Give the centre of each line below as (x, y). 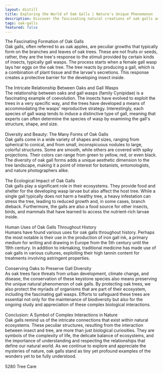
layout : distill (21, 9)
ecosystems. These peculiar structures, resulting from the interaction (74, 325)
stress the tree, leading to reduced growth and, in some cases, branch (75, 202)
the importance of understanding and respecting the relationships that (75, 341)
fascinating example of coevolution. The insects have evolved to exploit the (80, 98)
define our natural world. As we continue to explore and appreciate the (76, 346)
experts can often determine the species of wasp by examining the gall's (78, 119)
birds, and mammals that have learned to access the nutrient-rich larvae (77, 212)
